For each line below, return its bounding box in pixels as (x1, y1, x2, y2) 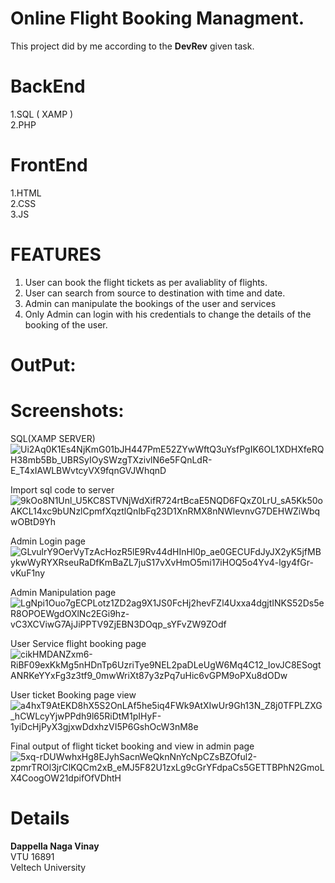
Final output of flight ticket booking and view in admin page (10, 740, 255, 752)
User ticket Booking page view (10, 688, 137, 701)
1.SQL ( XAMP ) (10, 108, 74, 120)
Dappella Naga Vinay (10, 840, 100, 852)
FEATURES (10, 243, 102, 266)
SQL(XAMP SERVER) (10, 432, 96, 444)
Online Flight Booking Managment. (10, 7, 305, 30)
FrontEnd (10, 154, 88, 177)
